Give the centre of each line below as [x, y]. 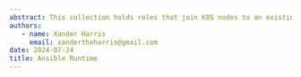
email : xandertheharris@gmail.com [94, 42]
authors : [26, 26]
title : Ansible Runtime [54, 58]
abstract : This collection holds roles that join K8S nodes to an [136, 17]
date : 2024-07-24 [42, 50]
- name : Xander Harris [63, 34]
